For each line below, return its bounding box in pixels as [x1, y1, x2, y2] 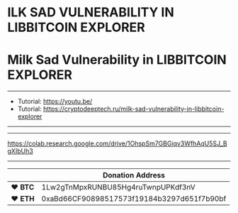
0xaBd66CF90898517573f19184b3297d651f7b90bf [41, 194, 227, 204]
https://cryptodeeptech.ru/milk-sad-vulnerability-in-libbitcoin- [42, 104, 225, 114]
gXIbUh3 [7, 147, 33, 155]
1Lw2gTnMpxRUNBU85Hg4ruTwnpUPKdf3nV [41, 182, 196, 192]
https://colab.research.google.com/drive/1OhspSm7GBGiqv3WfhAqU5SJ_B [7, 139, 228, 148]
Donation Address [102, 170, 165, 180]
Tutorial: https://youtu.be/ [17, 97, 93, 106]
